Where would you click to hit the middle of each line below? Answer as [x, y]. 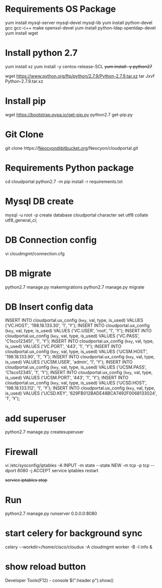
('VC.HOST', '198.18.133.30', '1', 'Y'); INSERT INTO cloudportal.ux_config [77, 325]
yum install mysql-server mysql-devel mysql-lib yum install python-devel [79, 23]
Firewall [22, 452]
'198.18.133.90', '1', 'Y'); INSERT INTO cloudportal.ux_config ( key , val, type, [80, 357]
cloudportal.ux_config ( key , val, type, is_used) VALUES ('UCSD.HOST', [76, 383]
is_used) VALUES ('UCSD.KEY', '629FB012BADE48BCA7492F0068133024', [81, 393]
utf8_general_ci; [21, 220]
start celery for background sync [74, 533]
